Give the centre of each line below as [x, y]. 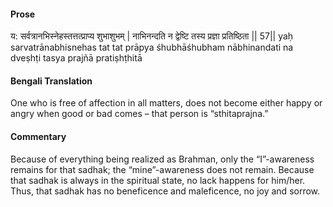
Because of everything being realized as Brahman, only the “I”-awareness [162, 159]
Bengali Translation [51, 81]
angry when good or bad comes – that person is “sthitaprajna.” [139, 114]
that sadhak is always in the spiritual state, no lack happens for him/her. [158, 180]
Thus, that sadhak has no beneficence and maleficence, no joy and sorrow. [165, 191]
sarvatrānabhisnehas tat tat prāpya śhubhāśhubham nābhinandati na [152, 47]
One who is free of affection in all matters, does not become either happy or [166, 103]
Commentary [38, 136]
